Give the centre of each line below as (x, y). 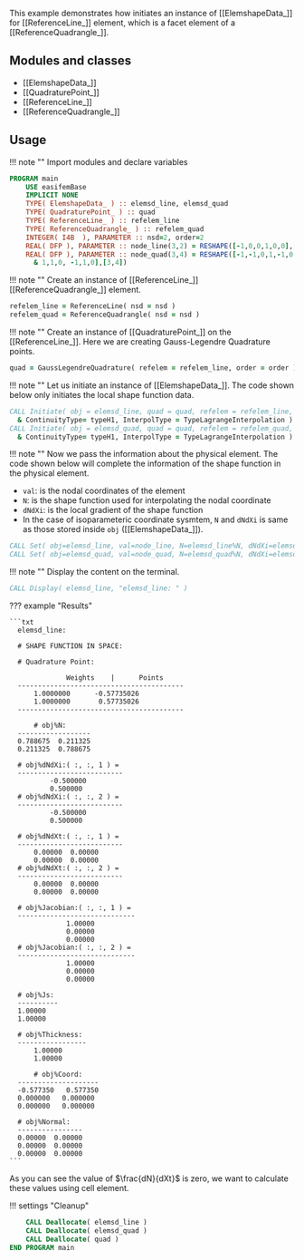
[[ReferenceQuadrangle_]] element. (76, 290)
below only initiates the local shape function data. (102, 394)
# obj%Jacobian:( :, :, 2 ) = (74, 947)
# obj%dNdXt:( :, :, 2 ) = (68, 868)
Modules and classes (71, 61)
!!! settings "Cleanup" (49, 1206)
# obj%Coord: (58, 1074)
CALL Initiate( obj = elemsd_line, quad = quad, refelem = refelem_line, (152, 412)
